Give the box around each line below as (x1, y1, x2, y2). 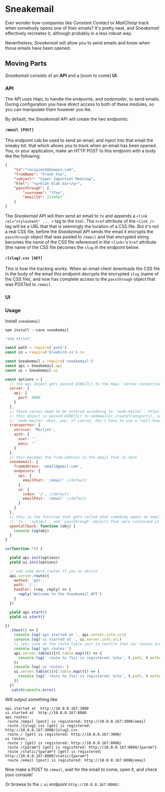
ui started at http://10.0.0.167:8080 (5, 710, 87, 715)
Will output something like (5, 696, 58, 702)
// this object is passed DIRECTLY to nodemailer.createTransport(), (9, 414, 155, 418)
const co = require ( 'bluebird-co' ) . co (5, 350, 84, 355)
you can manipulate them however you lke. (5, 107, 92, 113)
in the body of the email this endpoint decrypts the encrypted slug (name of (5, 271, 159, 277)
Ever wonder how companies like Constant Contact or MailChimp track (5, 20, 149, 26)
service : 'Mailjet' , (14, 427, 56, 432)
